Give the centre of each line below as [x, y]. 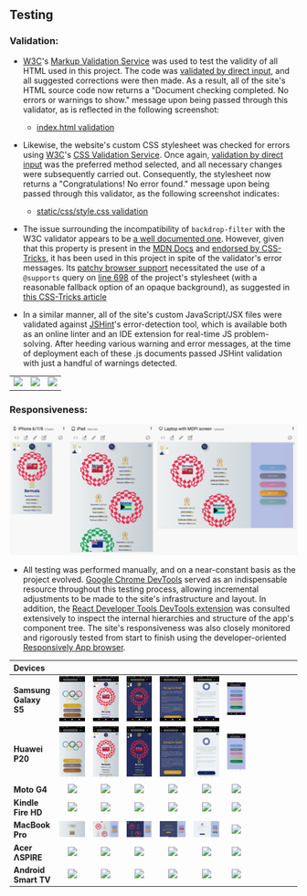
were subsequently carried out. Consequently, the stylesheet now [147, 174]
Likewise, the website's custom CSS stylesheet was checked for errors [156, 144]
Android [29, 870]
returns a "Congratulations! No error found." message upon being [146, 184]
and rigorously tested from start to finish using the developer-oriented [154, 638]
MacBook [32, 825]
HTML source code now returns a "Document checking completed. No [156, 90]
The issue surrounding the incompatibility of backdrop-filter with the [154, 228]
